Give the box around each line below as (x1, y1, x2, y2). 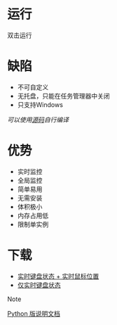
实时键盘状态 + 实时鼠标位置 (17, 272, 99, 280)
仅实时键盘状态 (17, 281, 61, 289)
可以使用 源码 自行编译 (7, 115, 69, 124)
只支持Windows (17, 100, 63, 109)
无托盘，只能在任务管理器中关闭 (17, 91, 110, 100)
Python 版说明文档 (7, 309, 61, 317)
